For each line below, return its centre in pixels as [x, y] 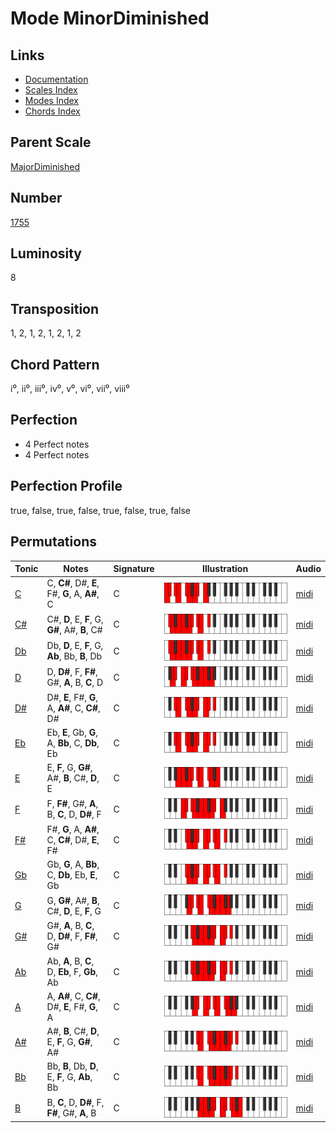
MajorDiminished [45, 166]
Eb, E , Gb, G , [72, 733]
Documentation [56, 79]
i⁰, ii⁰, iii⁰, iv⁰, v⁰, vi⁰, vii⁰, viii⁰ [70, 389]
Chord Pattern [55, 364]
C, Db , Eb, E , [72, 875]
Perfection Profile [66, 486]
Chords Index [52, 111]
